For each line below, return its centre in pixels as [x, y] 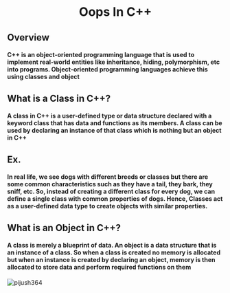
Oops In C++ [115, 12]
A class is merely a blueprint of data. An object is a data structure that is [112, 246]
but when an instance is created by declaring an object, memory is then [111, 260]
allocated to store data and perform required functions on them [99, 267]
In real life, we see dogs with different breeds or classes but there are [108, 177]
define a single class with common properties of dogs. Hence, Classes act [115, 199]
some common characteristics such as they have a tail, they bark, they [110, 184]
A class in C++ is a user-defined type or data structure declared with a [110, 116]
